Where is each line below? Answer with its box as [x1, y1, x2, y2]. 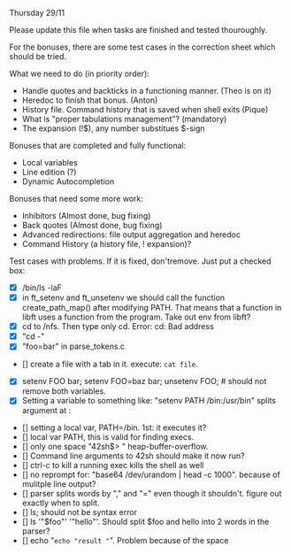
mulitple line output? [21, 479, 96, 489]
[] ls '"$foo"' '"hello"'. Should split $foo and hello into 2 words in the [21, 517, 270, 527]
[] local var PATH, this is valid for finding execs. [21, 432, 195, 442]
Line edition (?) [21, 167, 77, 177]
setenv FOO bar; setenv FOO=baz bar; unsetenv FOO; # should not [21, 376, 267, 387]
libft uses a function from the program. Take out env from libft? [21, 312, 251, 322]
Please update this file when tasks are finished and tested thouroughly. [9, 25, 268, 35]
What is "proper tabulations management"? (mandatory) [21, 114, 227, 124]
